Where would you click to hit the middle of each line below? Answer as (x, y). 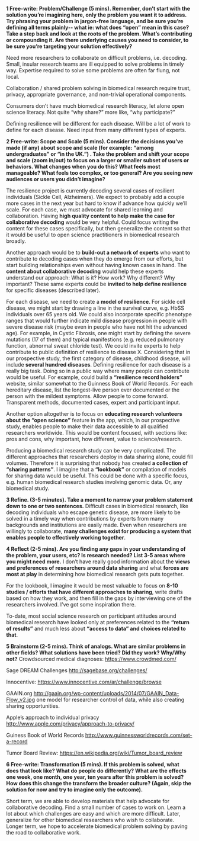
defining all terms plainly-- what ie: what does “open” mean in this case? (98, 27)
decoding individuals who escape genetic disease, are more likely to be (93, 512)
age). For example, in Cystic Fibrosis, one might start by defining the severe (99, 333)
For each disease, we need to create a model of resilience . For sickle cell (96, 302)
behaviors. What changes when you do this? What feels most (83, 166)
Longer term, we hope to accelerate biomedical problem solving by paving (97, 826)
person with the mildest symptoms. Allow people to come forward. (87, 396)
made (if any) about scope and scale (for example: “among (80, 148)
